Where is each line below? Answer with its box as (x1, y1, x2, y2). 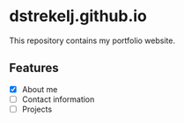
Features (9, 61, 59, 76)
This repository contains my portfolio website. (9, 35, 176, 46)
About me (21, 83, 58, 94)
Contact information (21, 94, 95, 105)
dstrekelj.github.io (9, 6, 148, 26)
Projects (21, 104, 53, 114)
